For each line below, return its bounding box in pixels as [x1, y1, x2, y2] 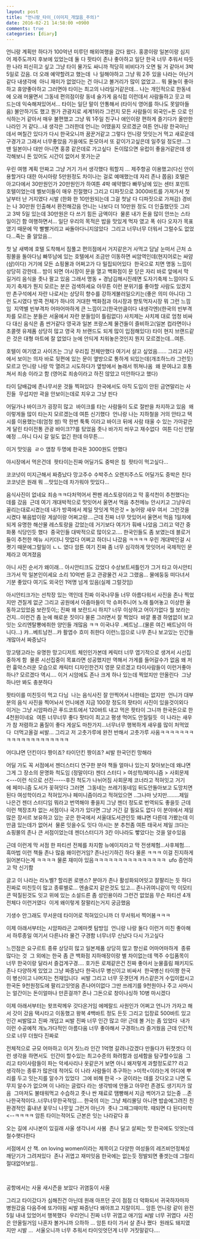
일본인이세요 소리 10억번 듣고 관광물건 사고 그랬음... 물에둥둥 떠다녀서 [28, 571, 190, 579]
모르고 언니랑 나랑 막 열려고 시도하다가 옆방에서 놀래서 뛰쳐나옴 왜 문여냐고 [6, 363, 181, 370]
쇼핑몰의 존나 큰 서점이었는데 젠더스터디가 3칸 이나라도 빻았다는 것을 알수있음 [6, 829, 187, 836]
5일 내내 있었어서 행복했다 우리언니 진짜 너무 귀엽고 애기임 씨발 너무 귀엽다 [6, 1212, 181, 1219]
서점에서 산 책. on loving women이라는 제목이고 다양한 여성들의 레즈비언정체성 [6, 1145, 190, 1152]
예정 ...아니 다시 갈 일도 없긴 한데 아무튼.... [6, 433, 104, 440]
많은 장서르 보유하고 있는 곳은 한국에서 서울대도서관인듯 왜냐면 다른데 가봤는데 [6, 814, 188, 821]
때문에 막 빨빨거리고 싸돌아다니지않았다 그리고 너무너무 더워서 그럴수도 [17, 225, 183, 232]
